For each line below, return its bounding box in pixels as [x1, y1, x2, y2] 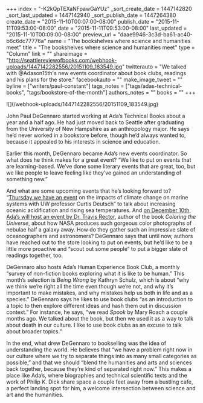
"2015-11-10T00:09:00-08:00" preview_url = [6, 31, 117, 38]
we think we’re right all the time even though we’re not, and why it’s [6, 283, 173, 290]
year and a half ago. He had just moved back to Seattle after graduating [6, 119, 184, 126]
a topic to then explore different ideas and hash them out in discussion [6, 302, 182, 309]
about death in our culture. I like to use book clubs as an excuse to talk [6, 321, 182, 328]
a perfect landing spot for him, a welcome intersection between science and [6, 385, 196, 391]
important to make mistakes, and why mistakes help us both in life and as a [6, 289, 193, 296]
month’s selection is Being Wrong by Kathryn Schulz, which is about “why [6, 276, 190, 284]
